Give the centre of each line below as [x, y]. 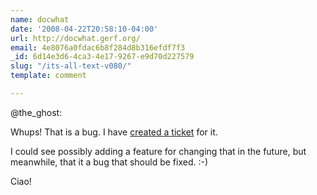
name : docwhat [40, 19]
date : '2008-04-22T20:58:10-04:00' [84, 29]
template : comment [48, 76]
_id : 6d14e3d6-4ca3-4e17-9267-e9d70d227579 [102, 57]
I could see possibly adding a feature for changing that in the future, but [158, 151]
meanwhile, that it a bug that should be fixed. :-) [109, 162]
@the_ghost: [36, 112]
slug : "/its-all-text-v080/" [71, 66]
